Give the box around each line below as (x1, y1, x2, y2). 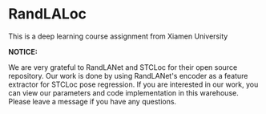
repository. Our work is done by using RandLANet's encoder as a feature (8, 71, 248, 80)
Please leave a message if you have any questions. (8, 96, 177, 106)
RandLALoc (8, 5, 87, 23)
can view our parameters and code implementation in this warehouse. (8, 88, 239, 97)
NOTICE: (8, 47, 38, 56)
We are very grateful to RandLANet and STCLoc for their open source (8, 62, 238, 72)
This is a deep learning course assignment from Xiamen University (8, 31, 228, 41)
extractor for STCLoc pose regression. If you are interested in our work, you (8, 79, 259, 89)
